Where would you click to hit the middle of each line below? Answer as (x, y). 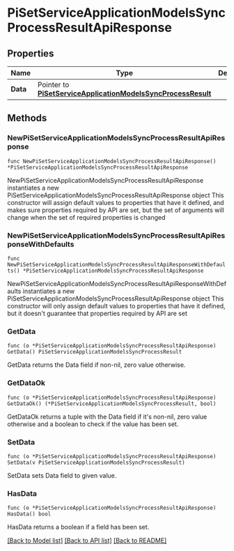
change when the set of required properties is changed (86, 217)
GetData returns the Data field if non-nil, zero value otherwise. (96, 365)
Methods (27, 118)
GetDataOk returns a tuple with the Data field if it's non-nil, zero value (107, 416)
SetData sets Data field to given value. (62, 475)
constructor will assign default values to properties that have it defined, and (116, 202)
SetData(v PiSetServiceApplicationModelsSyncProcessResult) (96, 462)
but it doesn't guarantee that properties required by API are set (97, 313)
